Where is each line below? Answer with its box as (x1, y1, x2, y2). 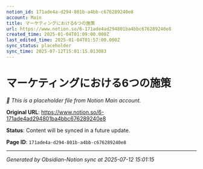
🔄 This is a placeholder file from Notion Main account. (6, 96, 141, 104)
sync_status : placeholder (6, 43, 71, 49)
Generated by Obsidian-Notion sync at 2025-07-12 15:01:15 (6, 156, 155, 163)
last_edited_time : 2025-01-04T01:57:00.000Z (6, 37, 120, 43)
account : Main (6, 15, 42, 21)
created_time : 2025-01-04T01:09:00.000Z (6, 31, 110, 38)
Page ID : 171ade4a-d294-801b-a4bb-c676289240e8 (6, 138, 127, 145)
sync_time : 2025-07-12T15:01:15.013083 (6, 48, 107, 55)
